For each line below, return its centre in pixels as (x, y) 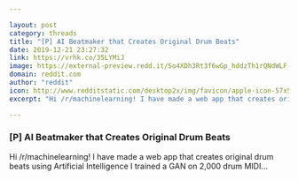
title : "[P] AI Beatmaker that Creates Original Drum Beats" (125, 41)
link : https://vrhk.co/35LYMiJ (67, 58)
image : (21, 66)
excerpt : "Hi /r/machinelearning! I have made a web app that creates (142, 99)
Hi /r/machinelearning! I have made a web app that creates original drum (141, 156)
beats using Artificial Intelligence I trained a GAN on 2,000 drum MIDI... (139, 166)
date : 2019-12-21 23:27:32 (59, 49)
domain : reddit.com (45, 75)
